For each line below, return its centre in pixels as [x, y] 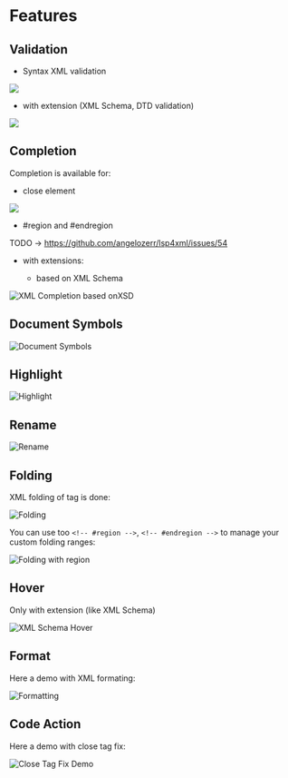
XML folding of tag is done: [60, 497]
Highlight [36, 374]
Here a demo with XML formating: [72, 678]
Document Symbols [67, 325]
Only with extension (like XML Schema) [82, 610]
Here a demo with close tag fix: [68, 746]
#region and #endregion [67, 225]
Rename [33, 424]
